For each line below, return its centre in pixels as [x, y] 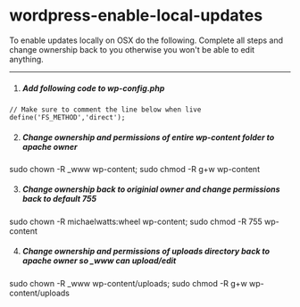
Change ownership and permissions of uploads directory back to [146, 252]
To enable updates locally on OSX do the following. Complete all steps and [146, 40]
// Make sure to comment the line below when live [105, 109]
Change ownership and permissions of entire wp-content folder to [148, 137]
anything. [27, 59]
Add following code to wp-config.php [93, 88]
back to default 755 [59, 199]
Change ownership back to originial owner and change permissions [151, 189]
